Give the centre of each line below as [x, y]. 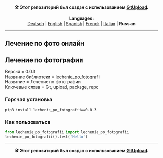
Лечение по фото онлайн [45, 43]
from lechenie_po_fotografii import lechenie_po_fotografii [67, 132]
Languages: [81, 18]
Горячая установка [29, 100]
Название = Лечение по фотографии [43, 82]
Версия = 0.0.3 [20, 72]
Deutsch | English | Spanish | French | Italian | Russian [81, 24]
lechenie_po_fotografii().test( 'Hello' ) [47, 137]
